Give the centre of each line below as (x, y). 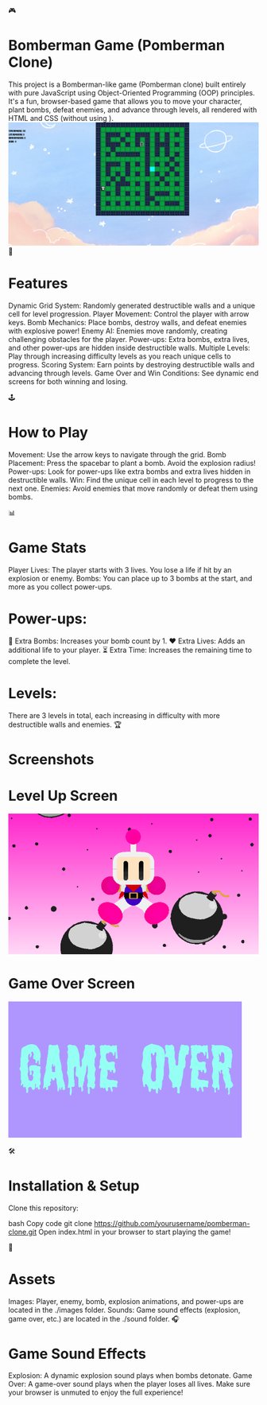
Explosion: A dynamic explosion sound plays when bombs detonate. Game (130, 1376)
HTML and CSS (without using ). (61, 118)
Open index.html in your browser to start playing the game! (135, 1232)
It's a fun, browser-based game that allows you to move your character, (125, 101)
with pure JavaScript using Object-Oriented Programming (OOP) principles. (132, 92)
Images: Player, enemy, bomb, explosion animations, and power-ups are (126, 1301)
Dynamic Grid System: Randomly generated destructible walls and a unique (132, 305)
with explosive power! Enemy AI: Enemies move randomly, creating (118, 331)
